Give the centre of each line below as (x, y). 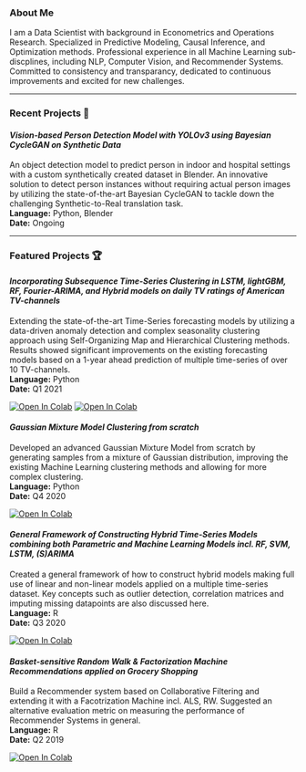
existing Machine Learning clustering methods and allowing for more (138, 466)
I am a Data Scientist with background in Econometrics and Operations (142, 33)
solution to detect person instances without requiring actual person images (150, 184)
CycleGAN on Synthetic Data (65, 144)
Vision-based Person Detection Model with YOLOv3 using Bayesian (140, 135)
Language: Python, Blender (61, 214)
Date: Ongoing (37, 223)
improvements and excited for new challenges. (97, 81)
